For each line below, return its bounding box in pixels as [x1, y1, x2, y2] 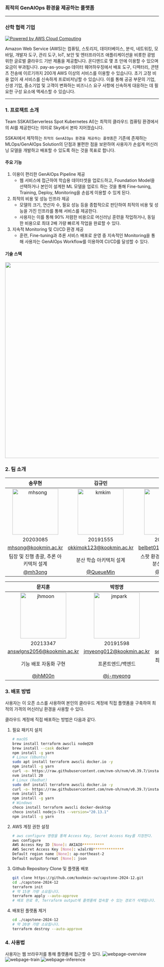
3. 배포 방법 [5, 688, 31, 695]
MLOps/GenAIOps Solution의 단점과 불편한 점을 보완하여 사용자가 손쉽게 [5, 141, 145, 147]
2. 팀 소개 [5, 466, 26, 473]
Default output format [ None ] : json [12, 856, 87, 861]
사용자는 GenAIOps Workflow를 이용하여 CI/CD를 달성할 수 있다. [24, 239, 149, 244]
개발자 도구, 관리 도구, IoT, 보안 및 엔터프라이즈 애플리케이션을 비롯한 [15, 51, 146, 57]
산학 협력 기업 [5, 24, 36, 31]
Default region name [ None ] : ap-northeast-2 [12, 851, 104, 857]
